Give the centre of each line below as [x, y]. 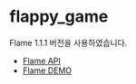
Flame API [42, 61]
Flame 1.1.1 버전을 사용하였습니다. [68, 42]
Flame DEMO [47, 70]
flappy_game [59, 17]
